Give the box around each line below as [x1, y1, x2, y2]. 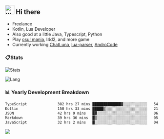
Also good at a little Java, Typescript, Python [12, 31, 102, 37]
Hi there [15, 8, 41, 16]
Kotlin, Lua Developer [12, 26, 56, 32]
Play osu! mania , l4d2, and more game [12, 36, 90, 42]
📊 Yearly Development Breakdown [5, 89, 89, 96]
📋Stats [5, 54, 23, 61]
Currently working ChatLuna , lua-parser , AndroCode [12, 41, 118, 47]
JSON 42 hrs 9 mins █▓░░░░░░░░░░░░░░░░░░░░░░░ [5, 111, 147, 116]
